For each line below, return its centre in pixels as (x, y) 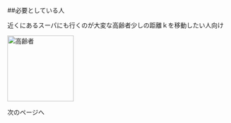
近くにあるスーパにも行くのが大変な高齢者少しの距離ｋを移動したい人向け (115, 25)
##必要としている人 (36, 10)
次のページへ (26, 112)
